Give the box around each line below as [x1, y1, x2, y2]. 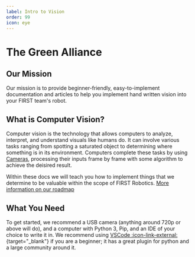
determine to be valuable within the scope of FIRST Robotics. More [6, 179, 170, 187]
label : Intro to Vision [6, 8, 65, 15]
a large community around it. [6, 244, 76, 251]
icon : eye [6, 20, 31, 26]
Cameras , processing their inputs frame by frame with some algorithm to [6, 156, 183, 163]
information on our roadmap [6, 186, 75, 193]
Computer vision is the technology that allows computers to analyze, [6, 130, 173, 137]
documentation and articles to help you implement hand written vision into [6, 91, 187, 98]
